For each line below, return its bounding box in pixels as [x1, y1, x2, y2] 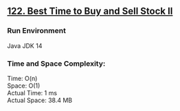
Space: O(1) [7, 82, 41, 90]
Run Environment [7, 26, 67, 36]
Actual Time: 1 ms [7, 88, 57, 97]
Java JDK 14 [7, 41, 43, 50]
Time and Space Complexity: [7, 58, 106, 68]
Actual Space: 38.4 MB [7, 96, 73, 104]
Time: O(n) [7, 74, 38, 82]
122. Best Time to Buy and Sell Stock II [7, 5, 173, 17]
